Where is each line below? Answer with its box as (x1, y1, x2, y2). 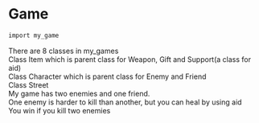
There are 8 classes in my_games (8, 46, 119, 55)
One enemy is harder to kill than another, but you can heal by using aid (8, 97, 243, 107)
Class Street (8, 80, 49, 89)
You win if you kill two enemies (8, 105, 111, 115)
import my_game (8, 31, 60, 39)
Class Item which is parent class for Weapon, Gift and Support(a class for (8, 54, 252, 64)
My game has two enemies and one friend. (8, 88, 150, 98)
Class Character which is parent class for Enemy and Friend (8, 72, 207, 81)
